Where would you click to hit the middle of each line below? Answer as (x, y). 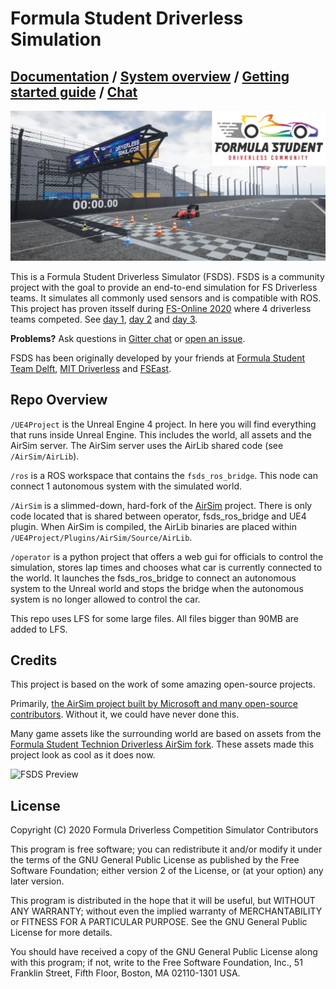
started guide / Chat (74, 92)
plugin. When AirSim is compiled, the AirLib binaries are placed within (153, 526)
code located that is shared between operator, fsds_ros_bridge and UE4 (158, 516)
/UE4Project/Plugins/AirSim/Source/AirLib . (101, 537)
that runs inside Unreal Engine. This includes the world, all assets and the (161, 434)
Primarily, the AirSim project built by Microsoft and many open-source (154, 704)
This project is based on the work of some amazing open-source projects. (163, 684)
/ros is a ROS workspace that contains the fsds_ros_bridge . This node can (164, 475)
